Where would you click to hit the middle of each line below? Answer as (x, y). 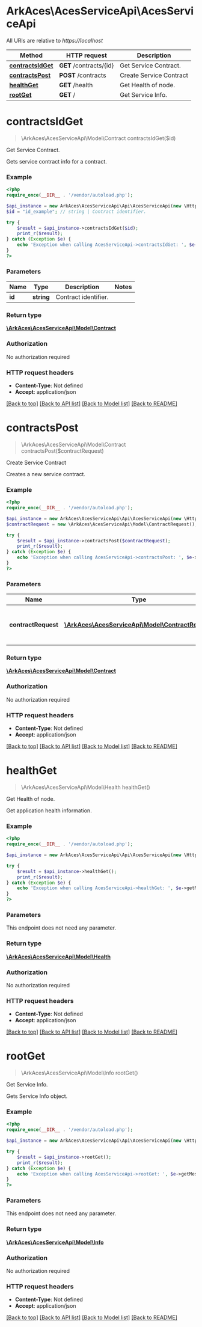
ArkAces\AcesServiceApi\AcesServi (100, 11)
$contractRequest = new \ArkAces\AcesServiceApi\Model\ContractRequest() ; (102, 524)
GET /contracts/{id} (87, 66)
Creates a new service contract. (46, 474)
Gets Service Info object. (37, 1096)
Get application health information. (49, 811)
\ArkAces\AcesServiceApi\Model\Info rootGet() (79, 1073)
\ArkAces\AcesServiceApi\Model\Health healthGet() (85, 787)
